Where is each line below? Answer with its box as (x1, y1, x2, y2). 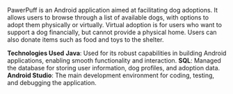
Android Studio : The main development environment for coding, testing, (7, 71, 214, 79)
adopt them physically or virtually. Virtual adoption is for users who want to (7, 21, 223, 29)
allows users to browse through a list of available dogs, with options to (7, 13, 209, 22)
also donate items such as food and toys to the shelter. (7, 36, 164, 44)
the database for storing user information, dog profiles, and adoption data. (7, 64, 220, 72)
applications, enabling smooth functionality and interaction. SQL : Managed (7, 56, 221, 65)
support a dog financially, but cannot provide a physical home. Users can (7, 28, 217, 36)
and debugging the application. (7, 79, 97, 86)
